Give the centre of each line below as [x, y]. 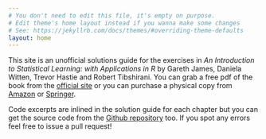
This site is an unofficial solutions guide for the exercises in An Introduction [131, 60]
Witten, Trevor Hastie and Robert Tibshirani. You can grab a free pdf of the [131, 77]
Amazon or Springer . [42, 94]
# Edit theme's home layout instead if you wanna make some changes [124, 23]
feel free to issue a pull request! [60, 126]
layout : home [30, 38]
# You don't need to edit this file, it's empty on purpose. [112, 15]
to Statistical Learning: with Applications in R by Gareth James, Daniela [125, 69]
